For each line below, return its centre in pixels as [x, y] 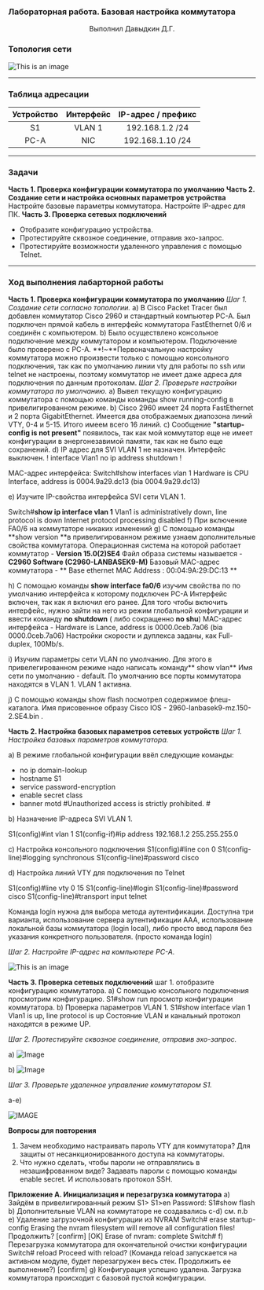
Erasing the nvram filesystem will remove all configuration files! [133, 1228]
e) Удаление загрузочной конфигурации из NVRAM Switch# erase [118, 1219]
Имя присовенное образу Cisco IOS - [104, 708]
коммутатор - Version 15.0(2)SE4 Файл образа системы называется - [125, 554]
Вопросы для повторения [52, 1131]
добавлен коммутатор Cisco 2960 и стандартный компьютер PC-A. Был [129, 316]
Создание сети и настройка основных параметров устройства [117, 198]
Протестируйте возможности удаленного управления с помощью [130, 247]
